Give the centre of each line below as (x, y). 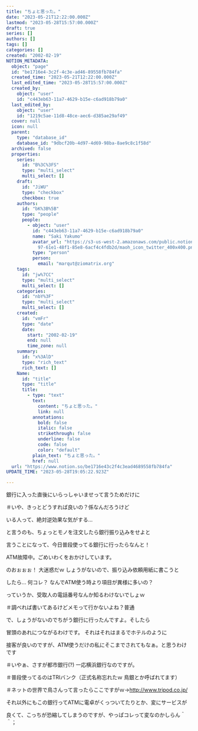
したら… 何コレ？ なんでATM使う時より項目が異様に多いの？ (80, 582)
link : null (51, 411)
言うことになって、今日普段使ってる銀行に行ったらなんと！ (78, 545)
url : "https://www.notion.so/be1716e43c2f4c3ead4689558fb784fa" (92, 466)
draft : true (21, 28)
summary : (27, 351)
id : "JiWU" (35, 187)
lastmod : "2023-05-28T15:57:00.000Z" (52, 22)
